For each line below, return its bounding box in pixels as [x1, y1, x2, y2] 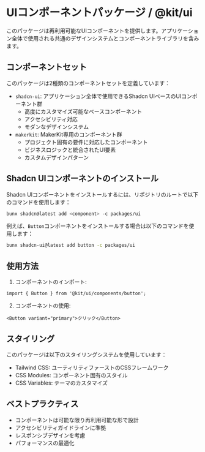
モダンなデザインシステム [24, 123, 89, 130]
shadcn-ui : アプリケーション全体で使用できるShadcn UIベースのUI [15, 92, 182, 100]
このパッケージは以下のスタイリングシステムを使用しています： [6, 350, 167, 358]
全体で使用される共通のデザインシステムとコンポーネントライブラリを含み [11, 34, 199, 42]
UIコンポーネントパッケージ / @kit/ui [6, 6, 193, 20]
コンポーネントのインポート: [15, 278, 87, 285]
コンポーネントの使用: [15, 302, 71, 309]
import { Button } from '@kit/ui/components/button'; [6, 290, 147, 297]
